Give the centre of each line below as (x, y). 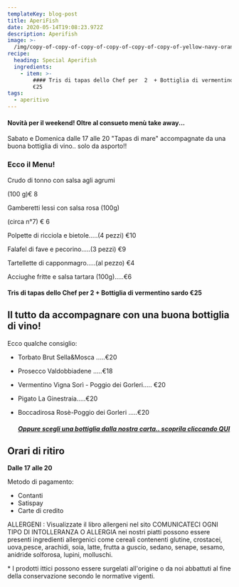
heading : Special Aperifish (55, 60)
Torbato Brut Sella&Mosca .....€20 (67, 357)
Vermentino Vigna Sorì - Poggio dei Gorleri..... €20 (91, 384)
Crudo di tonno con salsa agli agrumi (61, 180)
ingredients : (33, 67)
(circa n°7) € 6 (28, 221)
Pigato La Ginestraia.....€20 (58, 398)
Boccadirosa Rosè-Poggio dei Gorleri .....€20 (83, 412)
